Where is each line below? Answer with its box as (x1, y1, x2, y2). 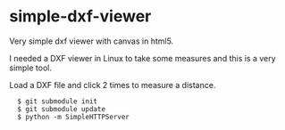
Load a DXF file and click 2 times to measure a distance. (9, 79, 216, 90)
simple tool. (9, 62, 52, 73)
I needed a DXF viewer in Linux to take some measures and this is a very (9, 53, 276, 63)
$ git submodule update (17, 104, 105, 113)
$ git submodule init (17, 96, 98, 106)
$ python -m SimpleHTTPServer (17, 112, 130, 121)
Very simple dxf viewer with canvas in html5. (9, 36, 174, 46)
